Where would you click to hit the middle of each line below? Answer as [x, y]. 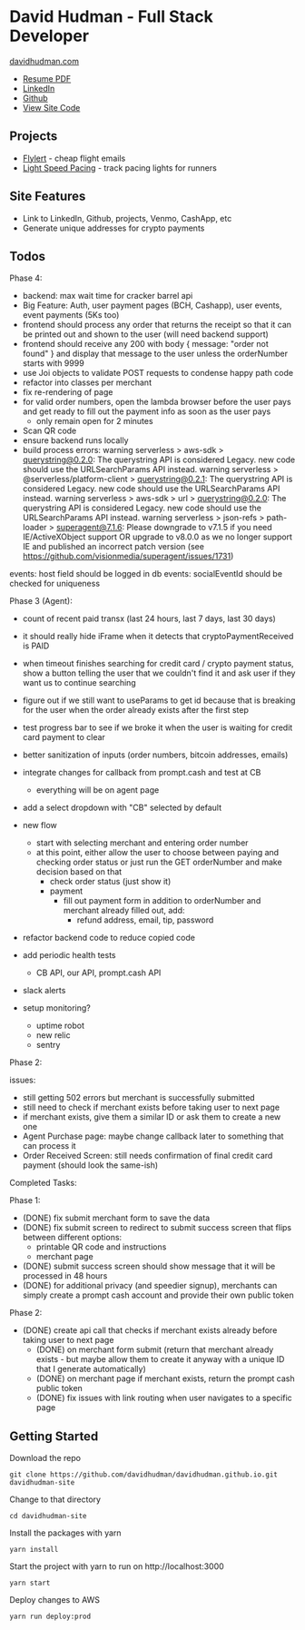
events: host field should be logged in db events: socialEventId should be [146, 574]
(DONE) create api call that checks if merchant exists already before [150, 1330]
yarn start [30, 1583]
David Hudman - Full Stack [111, 17]
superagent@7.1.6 [89, 528]
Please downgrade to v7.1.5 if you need [199, 528]
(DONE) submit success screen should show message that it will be [149, 1266]
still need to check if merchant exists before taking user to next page [151, 1107]
